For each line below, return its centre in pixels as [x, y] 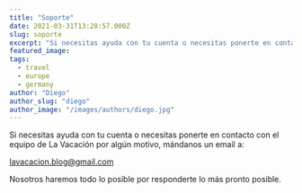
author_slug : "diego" [50, 101]
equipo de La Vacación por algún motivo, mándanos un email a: [127, 145]
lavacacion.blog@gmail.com [62, 162]
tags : [19, 59]
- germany [36, 84]
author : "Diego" [40, 92]
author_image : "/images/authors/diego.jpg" [92, 110]
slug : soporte [36, 34]
